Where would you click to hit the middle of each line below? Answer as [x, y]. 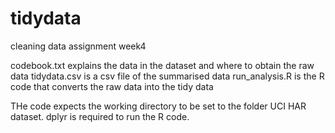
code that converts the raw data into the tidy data [112, 86]
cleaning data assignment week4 [78, 46]
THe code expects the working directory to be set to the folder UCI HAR [158, 106]
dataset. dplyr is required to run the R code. [100, 116]
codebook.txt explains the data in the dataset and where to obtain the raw [162, 65]
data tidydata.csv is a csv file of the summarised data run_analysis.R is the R [167, 76]
